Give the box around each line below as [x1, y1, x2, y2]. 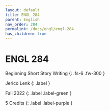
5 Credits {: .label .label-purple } [5, 100, 73, 106]
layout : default [5, 7, 40, 13]
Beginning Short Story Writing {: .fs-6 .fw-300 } [5, 70, 105, 76]
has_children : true [5, 31, 47, 36]
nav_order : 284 [5, 21, 38, 27]
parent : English [5, 17, 40, 22]
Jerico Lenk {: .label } [5, 80, 50, 86]
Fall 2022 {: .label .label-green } [5, 90, 72, 96]
